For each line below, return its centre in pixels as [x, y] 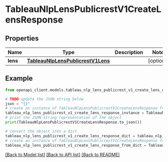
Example [19, 78]
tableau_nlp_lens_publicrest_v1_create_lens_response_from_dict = [76, 145]
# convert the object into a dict [41, 131]
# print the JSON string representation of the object [63, 118]
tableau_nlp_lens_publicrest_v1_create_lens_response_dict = [70, 136]
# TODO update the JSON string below [44, 99]
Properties [22, 38]
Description [129, 52]
